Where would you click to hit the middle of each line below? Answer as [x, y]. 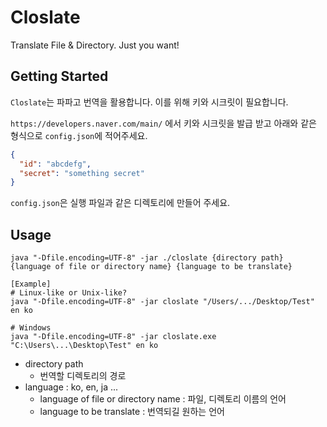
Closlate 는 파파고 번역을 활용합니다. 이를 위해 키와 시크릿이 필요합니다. [149, 102]
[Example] [31, 284]
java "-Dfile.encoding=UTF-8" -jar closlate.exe [113, 337]
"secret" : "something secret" [82, 173]
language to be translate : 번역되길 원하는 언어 [132, 412]
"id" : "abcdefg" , [55, 164]
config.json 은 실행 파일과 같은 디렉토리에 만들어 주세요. [120, 203]
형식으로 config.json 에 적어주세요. [79, 135]
